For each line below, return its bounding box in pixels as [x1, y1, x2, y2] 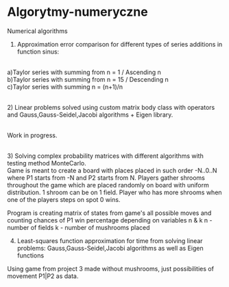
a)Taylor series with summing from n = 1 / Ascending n [7, 68, 161, 76]
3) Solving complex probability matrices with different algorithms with [7, 152, 204, 160]
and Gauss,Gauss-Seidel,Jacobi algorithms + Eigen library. [7, 111, 173, 119]
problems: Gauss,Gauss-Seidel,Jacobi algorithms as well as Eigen [16, 244, 204, 252]
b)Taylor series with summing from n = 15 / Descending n [7, 75, 169, 83]
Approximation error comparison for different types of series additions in [16, 40, 223, 48]
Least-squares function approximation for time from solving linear [16, 236, 204, 244]
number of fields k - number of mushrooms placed [7, 223, 150, 231]
